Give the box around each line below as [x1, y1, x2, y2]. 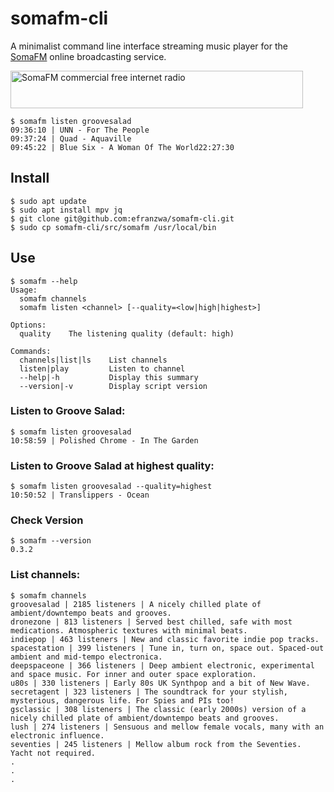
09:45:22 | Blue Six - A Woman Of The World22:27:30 [10, 142, 235, 152]
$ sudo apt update [10, 196, 87, 206]
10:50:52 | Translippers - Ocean [10, 490, 150, 501]
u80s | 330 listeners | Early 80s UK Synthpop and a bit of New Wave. [10, 678, 311, 688]
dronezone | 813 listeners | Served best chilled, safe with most [10, 617, 293, 627]
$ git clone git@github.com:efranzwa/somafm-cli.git [10, 213, 235, 224]
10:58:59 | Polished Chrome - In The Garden [10, 435, 199, 446]
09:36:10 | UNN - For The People [10, 125, 150, 135]
